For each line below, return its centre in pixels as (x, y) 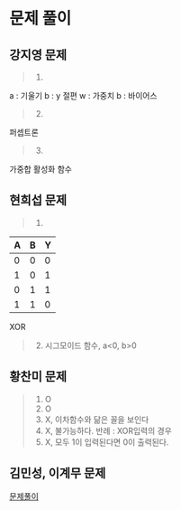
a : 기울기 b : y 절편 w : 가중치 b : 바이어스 (83, 95)
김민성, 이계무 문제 (58, 473)
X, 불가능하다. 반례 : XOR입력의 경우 (109, 430)
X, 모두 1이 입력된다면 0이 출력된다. (107, 442)
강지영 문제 (38, 55)
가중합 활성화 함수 (41, 169)
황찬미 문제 (38, 377)
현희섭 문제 (38, 200)
